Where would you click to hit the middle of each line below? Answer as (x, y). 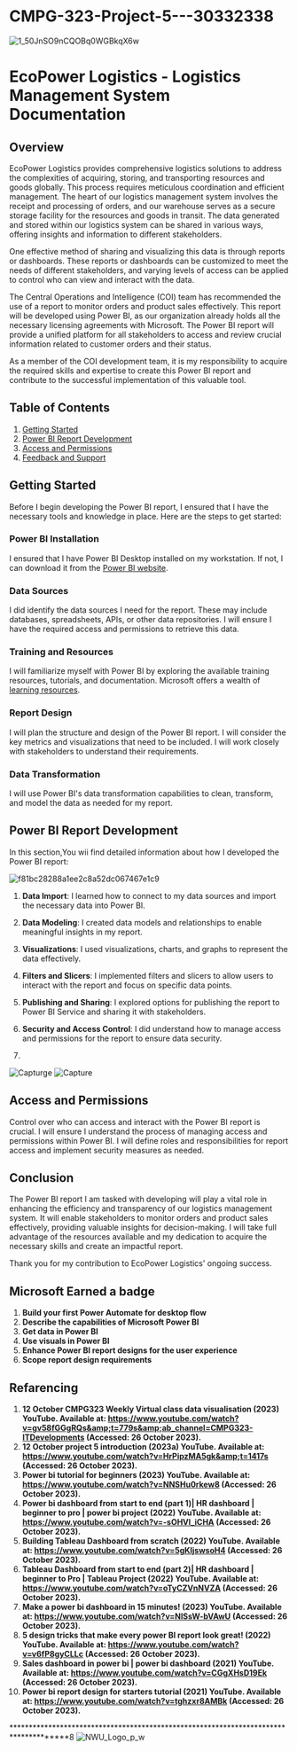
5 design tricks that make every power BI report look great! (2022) (146, 1635)
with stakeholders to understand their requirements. (104, 751)
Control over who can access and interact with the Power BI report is (135, 1122)
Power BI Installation (55, 539)
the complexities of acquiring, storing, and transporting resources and (137, 177)
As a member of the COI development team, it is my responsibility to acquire (148, 361)
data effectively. (51, 958)
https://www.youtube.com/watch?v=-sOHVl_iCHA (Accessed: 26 (146, 1522)
